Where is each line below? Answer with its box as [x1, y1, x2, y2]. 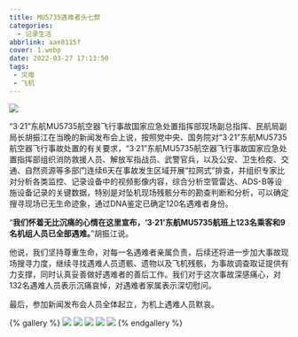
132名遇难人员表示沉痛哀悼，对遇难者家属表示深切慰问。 [9, 280, 216, 290]
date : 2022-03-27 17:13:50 [9, 54, 109, 63]
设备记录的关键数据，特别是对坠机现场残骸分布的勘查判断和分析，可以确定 [16, 187, 289, 197]
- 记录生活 [17, 29, 52, 38]
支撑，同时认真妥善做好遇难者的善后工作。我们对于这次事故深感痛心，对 [16, 269, 281, 280]
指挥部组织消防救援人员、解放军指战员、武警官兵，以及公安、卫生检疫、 [16, 154, 281, 165]
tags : [9, 63, 29, 72]
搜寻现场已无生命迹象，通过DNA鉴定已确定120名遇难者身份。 [9, 198, 233, 209]
